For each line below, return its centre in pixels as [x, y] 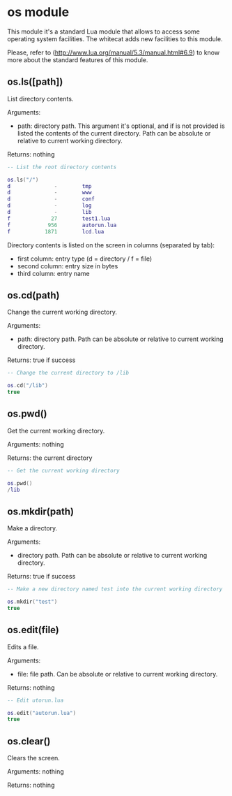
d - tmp [49, 186]
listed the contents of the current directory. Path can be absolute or [114, 133]
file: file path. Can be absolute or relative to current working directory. [117, 674]
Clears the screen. [34, 758]
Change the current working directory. [62, 312]
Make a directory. [32, 528]
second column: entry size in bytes [68, 266]
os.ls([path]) [35, 82]
